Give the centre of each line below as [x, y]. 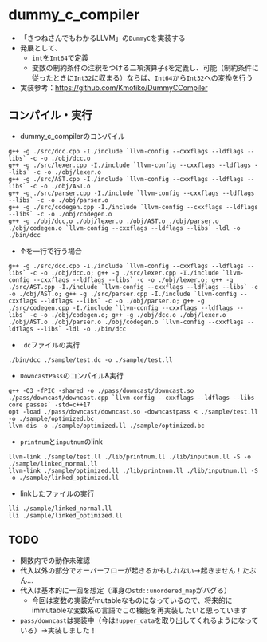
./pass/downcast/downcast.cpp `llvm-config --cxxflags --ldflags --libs [132, 398]
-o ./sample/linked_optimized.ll [64, 478]
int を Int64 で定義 [60, 57]
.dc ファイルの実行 [50, 344]
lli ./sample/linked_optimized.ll [66, 515]
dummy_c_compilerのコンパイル [72, 136]
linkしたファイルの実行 [57, 493]
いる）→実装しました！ [58, 630]
